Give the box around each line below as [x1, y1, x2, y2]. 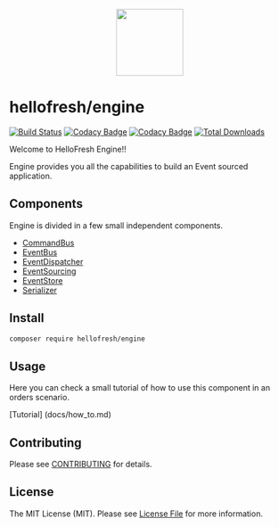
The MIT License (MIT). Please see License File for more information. [9, 508, 263, 519]
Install [9, 310, 45, 325]
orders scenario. [9, 392, 70, 403]
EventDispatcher [21, 256, 84, 267]
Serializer [21, 284, 58, 295]
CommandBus [21, 237, 75, 248]
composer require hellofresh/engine [9, 334, 145, 343]
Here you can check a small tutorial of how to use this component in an [9, 383, 270, 393]
